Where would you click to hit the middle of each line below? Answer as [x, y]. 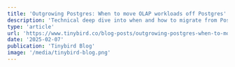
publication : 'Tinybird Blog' [51, 46]
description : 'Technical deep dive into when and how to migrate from [112, 20]
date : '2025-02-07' [36, 40]
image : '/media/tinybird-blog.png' [59, 53]
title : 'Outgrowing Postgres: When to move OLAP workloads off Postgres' [117, 14]
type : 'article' [31, 27]
